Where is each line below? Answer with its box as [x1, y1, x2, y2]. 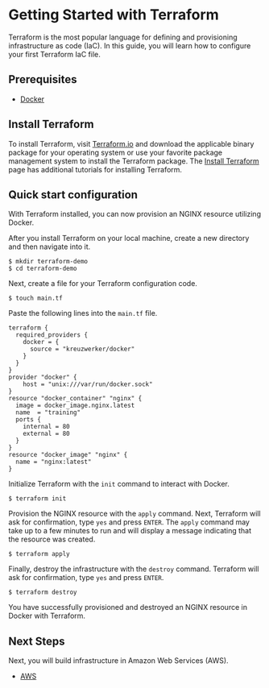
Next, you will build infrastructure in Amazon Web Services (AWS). [8, 656, 229, 665]
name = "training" [15, 408, 81, 417]
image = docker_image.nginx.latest [15, 401, 135, 410]
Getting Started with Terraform [8, 6, 219, 24]
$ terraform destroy [8, 588, 78, 597]
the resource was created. [8, 534, 96, 545]
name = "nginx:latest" [15, 458, 92, 466]
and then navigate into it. [8, 242, 91, 251]
